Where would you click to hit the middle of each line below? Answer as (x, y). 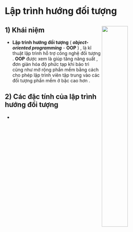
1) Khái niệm (25, 30)
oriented (22, 48)
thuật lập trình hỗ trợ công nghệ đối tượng (56, 53)
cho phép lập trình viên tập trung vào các (56, 75)
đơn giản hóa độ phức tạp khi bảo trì (51, 64)
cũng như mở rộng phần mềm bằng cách (55, 70)
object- (81, 42)
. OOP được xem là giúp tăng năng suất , (55, 59)
